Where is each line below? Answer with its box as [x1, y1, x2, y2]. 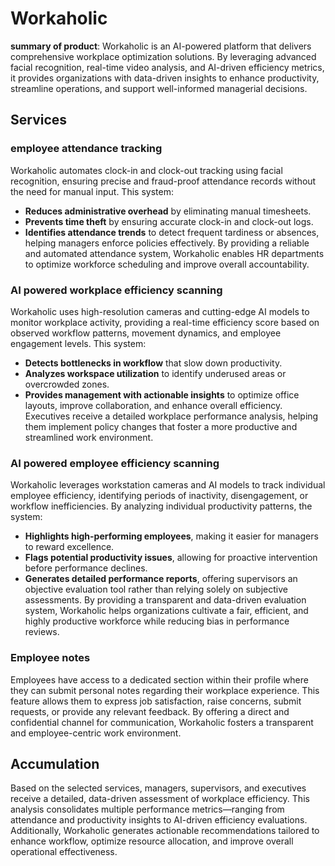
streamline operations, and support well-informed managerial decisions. [10, 82, 308, 94]
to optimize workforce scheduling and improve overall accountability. [24, 258, 310, 270]
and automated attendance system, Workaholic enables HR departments [24, 247, 325, 259]
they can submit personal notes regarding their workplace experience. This [10, 684, 320, 696]
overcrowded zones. [24, 378, 110, 390]
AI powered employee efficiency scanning [10, 456, 220, 470]
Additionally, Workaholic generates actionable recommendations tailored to [10, 825, 320, 837]
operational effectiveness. [10, 846, 118, 858]
